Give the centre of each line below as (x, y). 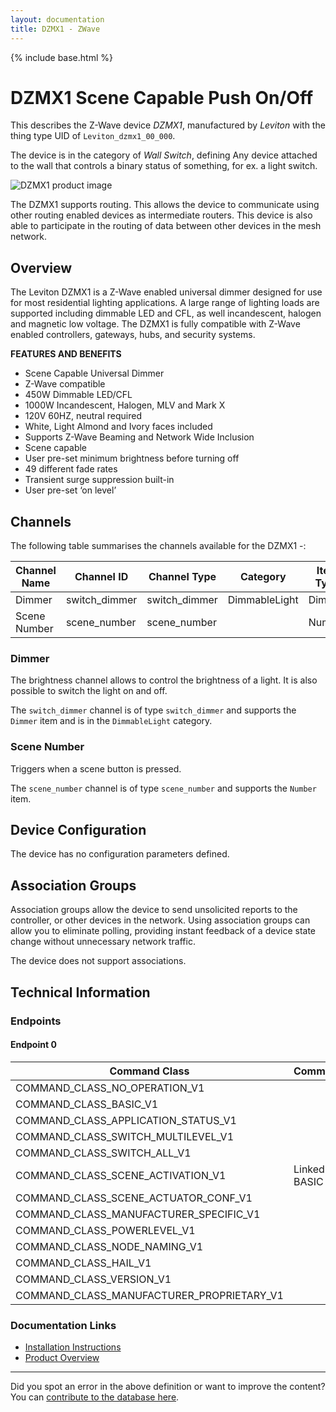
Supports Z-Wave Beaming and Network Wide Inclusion (139, 437)
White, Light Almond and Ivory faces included (118, 427)
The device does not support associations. (98, 961)
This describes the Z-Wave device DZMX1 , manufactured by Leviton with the (168, 125)
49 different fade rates (71, 469)
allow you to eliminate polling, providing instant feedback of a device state (163, 931)
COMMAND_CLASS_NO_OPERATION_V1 (110, 1088)
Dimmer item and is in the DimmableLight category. (111, 721)
